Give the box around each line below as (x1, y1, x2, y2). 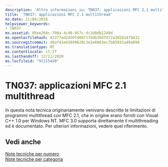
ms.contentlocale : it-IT (5, 49, 57, 54)
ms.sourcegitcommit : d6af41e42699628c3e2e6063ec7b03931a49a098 (5, 40, 140, 45)
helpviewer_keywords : (5, 21, 50, 26)
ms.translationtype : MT (5, 44, 55, 49)
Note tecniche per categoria (5, 156, 63, 162)
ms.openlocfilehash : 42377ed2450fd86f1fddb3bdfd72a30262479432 (5, 35, 140, 40)
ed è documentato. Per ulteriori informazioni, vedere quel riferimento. (5, 123, 148, 129)
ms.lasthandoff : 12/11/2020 (5, 53, 64, 59)
